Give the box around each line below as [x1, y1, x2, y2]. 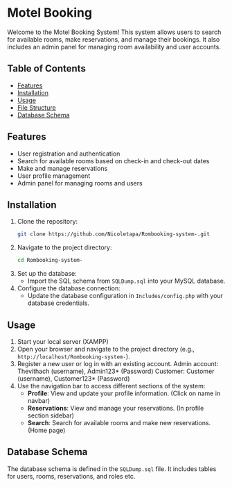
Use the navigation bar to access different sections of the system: [17, 381, 206, 390]
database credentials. [27, 299, 90, 307]
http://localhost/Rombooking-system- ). [17, 352, 130, 361]
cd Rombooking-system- [17, 257, 83, 264]
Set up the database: [17, 270, 78, 278]
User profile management [17, 172, 91, 180]
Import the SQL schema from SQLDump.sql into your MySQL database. [27, 276, 226, 286]
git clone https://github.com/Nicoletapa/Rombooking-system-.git [17, 231, 210, 238]
